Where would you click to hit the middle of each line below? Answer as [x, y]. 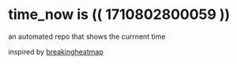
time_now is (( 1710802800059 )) [119, 15]
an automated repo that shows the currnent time [87, 36]
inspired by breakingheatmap [56, 51]
